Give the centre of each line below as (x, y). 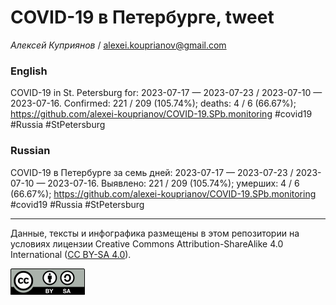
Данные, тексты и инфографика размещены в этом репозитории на (155, 233)
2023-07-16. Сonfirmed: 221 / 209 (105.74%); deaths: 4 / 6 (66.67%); (153, 103)
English (29, 71)
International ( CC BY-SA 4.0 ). (71, 254)
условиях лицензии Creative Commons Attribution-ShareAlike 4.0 (147, 243)
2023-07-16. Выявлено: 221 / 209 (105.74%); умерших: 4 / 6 (173, 183)
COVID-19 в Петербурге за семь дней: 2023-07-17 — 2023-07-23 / (152, 172)
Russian (30, 151)
